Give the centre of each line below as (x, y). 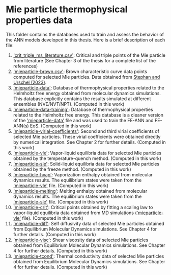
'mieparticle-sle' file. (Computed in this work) (61, 202)
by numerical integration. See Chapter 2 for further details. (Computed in (89, 142)
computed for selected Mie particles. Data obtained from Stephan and (87, 77)
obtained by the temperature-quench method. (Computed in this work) (87, 158)
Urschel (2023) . (30, 82)
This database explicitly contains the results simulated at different (82, 99)
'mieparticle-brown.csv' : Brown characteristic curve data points (80, 71)
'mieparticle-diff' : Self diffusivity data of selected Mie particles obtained (89, 223)
